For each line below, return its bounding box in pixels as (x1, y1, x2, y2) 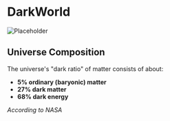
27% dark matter (17, 85, 67, 93)
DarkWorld (7, 4, 71, 20)
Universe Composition (7, 46, 105, 58)
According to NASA (7, 105, 63, 113)
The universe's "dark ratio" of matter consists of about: (7, 64, 164, 72)
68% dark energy (17, 92, 69, 100)
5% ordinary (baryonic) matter (17, 78, 107, 86)
